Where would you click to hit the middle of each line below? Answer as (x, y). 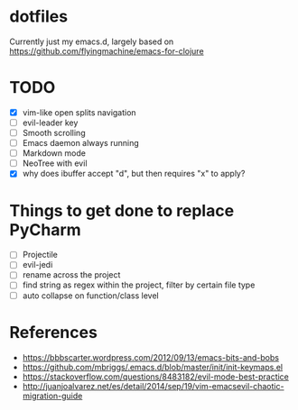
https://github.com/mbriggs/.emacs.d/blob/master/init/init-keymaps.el (152, 367)
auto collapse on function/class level (91, 296)
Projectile (40, 255)
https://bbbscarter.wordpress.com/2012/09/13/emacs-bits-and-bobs (151, 357)
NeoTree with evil (55, 163)
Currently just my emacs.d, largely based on (92, 41)
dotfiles (39, 17)
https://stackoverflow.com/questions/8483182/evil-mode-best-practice (155, 377)
